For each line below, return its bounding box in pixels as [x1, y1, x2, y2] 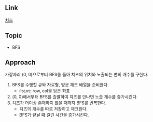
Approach [5, 58, 36, 67]
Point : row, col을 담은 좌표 [19, 88, 70, 94]
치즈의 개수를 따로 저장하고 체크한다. [19, 106, 88, 112]
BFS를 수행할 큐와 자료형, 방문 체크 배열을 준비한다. [12, 82, 109, 88]
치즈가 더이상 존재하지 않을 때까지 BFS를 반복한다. [12, 100, 107, 106]
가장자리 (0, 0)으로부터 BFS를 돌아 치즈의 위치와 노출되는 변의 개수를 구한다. [5, 72, 149, 78]
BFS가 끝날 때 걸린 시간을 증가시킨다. [19, 112, 89, 118]
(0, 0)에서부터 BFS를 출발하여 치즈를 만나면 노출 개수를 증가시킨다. [12, 94, 138, 100]
